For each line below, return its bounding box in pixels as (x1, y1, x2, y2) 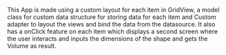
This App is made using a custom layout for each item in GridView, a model (7, 6, 220, 14)
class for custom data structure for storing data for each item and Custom (7, 13, 217, 21)
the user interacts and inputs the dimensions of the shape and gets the (7, 35, 208, 43)
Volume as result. (7, 42, 56, 50)
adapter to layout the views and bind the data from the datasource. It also (7, 20, 216, 28)
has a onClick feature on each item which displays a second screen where (7, 27, 218, 35)
